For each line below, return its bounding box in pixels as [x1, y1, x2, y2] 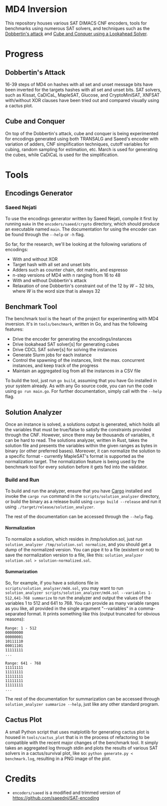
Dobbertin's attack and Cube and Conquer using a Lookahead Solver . [5, 31, 148, 37]
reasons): [5, 616, 25, 622]
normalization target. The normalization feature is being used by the [5, 459, 145, 465]
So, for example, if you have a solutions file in [5, 579, 99, 586]
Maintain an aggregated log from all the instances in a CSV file [12, 368, 141, 374]
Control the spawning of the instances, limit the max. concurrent [12, 357, 145, 363]
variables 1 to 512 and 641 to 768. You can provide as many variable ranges [5, 600, 160, 606]
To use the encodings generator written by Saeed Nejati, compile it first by [5, 215, 158, 221]
